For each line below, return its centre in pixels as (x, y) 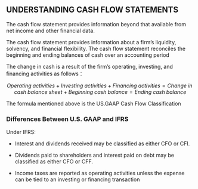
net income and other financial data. (51, 31)
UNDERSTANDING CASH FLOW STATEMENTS (92, 10)
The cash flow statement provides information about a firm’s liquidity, (91, 42)
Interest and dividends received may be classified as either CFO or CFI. (102, 144)
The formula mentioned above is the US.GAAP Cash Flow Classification (94, 103)
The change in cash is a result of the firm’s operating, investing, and (89, 66)
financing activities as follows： (45, 74)
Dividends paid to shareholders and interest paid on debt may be (95, 156)
